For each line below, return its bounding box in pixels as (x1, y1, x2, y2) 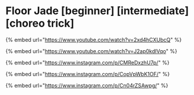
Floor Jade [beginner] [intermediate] (5, 4, 189, 18)
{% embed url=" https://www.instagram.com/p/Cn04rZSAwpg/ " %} (5, 81, 169, 89)
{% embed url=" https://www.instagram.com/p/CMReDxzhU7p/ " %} (5, 59, 170, 66)
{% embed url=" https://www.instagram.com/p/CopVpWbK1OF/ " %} (5, 70, 170, 77)
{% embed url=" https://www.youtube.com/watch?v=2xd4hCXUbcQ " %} (5, 36, 182, 43)
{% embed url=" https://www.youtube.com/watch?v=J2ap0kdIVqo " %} (5, 47, 177, 54)
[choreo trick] (5, 17, 75, 30)
